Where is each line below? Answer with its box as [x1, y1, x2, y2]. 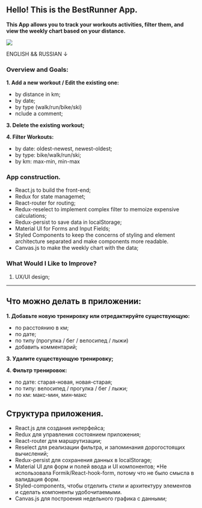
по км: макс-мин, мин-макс [14, 391, 87, 398]
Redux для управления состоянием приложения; [14, 431, 141, 438]
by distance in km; [14, 90, 61, 98]
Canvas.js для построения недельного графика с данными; [14, 495, 167, 503]
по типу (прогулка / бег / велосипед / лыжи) [14, 337, 129, 344]
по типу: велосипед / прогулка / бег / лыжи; [14, 384, 128, 392]
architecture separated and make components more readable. [14, 238, 169, 245]
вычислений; [14, 450, 49, 457]
